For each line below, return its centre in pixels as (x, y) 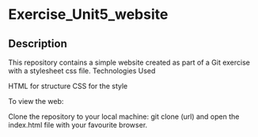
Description (38, 44)
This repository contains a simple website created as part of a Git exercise (129, 62)
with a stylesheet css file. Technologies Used (82, 71)
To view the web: (36, 101)
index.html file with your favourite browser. (78, 125)
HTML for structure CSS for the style (68, 86)
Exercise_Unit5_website (88, 15)
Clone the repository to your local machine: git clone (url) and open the (124, 117)
